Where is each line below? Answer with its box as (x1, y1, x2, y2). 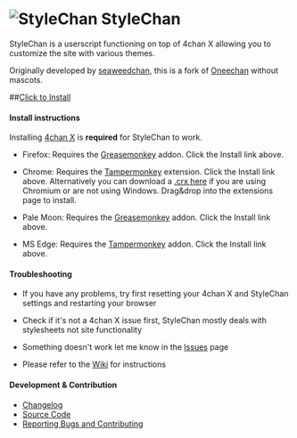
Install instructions (9, 112, 80, 123)
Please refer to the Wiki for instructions (21, 359, 167, 369)
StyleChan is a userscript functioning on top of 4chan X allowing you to (9, 38, 272, 49)
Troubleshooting (9, 268, 73, 280)
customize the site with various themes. (9, 47, 156, 58)
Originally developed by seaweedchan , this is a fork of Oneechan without (9, 65, 279, 76)
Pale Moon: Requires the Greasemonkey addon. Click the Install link (21, 212, 271, 223)
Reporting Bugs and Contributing (21, 418, 144, 429)
